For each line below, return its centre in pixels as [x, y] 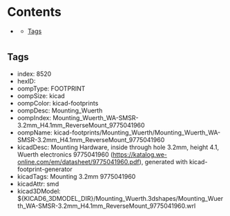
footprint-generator [45, 169]
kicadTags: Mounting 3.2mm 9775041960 [76, 176]
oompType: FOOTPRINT [51, 88]
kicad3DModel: [39, 191]
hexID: [26, 81]
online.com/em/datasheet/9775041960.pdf [78, 161]
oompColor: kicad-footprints [58, 103]
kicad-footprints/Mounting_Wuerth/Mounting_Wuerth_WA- [137, 132]
